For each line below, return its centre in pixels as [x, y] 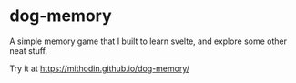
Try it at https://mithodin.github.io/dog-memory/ [99, 68]
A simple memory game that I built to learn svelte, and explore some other [148, 41]
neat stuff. [29, 50]
